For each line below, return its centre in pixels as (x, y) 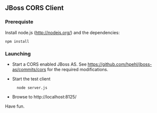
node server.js (32, 88)
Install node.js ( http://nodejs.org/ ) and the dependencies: (62, 32)
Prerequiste (19, 22)
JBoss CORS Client (34, 8)
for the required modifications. (78, 69)
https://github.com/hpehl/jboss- (120, 64)
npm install (17, 41)
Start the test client (31, 79)
